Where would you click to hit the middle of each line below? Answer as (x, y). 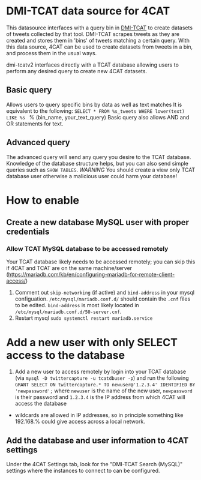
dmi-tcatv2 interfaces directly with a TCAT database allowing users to (92, 65)
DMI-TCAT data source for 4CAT (88, 11)
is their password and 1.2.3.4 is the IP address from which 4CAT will (100, 397)
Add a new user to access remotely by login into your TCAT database (100, 372)
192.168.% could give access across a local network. (80, 422)
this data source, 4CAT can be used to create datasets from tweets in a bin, (100, 47)
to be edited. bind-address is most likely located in (77, 305)
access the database (41, 404)
